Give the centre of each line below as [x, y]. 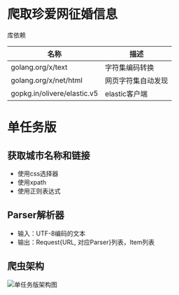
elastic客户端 [126, 94]
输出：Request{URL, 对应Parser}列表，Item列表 [86, 242]
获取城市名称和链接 [49, 156]
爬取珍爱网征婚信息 [63, 14]
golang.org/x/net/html [46, 80]
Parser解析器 [36, 215]
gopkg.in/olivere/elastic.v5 [55, 93]
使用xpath [32, 182]
